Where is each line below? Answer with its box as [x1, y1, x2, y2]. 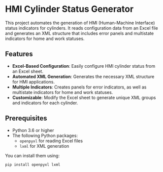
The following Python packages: [12, 132, 78, 138]
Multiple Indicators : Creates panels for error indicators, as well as [12, 84, 147, 90]
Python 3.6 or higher [12, 127, 54, 133]
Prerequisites [5, 114, 47, 123]
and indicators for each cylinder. [12, 100, 78, 106]
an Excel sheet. [12, 68, 43, 74]
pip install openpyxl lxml [5, 162, 61, 167]
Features [5, 50, 33, 58]
